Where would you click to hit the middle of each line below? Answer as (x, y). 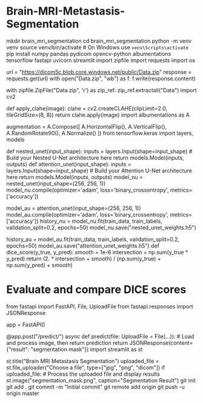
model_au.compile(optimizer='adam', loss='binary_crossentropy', (87, 214)
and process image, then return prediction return (67, 343)
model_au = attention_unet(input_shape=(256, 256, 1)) (74, 208)
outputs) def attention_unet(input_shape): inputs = (69, 164)
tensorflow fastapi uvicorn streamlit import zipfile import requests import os (101, 60)
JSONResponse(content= (161, 343)
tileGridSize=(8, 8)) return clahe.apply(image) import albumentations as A (98, 115)
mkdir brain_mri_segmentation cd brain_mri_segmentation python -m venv (99, 41)
